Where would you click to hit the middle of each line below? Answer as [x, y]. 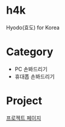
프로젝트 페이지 [24, 118]
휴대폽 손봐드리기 [35, 76]
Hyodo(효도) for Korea [33, 27]
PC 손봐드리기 [31, 69]
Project [24, 101]
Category [30, 52]
